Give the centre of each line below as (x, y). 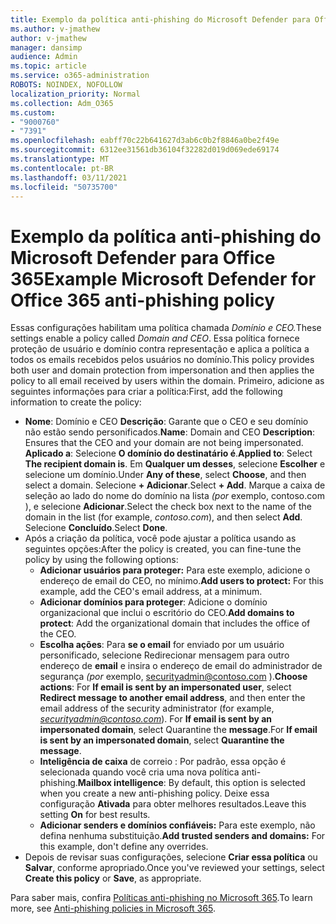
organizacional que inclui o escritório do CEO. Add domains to (167, 613)
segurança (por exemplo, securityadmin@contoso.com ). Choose (173, 677)
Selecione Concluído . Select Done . (96, 528)
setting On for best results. (95, 815)
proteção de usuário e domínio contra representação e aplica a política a (160, 349)
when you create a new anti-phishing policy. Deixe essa (154, 793)
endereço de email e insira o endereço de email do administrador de (181, 666)
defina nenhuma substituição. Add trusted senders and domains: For (182, 836)
